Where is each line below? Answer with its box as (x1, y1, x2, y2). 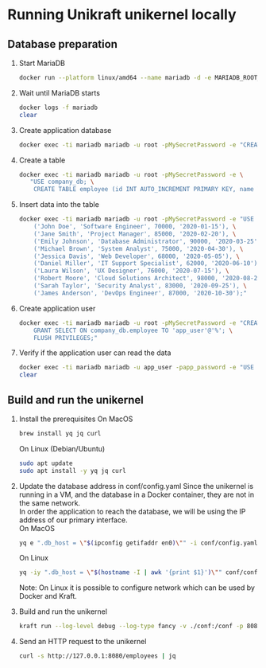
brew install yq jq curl (18, 429, 102, 437)
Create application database (18, 125, 112, 135)
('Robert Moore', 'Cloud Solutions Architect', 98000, (33, 275, 219, 283)
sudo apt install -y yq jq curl (18, 467, 126, 475)
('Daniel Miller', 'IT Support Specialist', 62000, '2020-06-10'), (33, 260, 261, 268)
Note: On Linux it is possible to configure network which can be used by (18, 583, 256, 592)
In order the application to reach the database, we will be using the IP (18, 506, 246, 516)
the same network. (18, 498, 81, 507)
